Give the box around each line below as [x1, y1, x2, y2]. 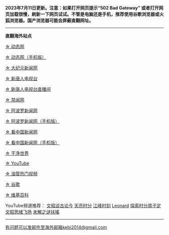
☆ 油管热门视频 [5, 171, 38, 176]
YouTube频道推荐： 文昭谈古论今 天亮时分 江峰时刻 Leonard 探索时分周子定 [5, 203, 161, 208]
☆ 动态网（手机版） [5, 54, 47, 60]
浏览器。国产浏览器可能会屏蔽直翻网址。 [9, 18, 94, 23]
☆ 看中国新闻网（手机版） [5, 140, 60, 145]
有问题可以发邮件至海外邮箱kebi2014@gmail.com [5, 224, 107, 230]
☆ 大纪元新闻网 [5, 65, 38, 71]
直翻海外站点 [5, 33, 32, 39]
